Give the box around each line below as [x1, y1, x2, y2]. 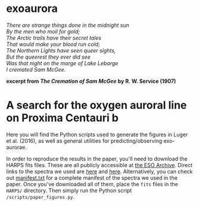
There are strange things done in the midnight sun [6, 21, 129, 29]
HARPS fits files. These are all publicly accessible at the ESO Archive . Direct [6, 161, 192, 168]
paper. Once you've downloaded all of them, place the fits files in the [6, 180, 179, 187]
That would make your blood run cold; [6, 41, 100, 48]
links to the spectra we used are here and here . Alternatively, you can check [6, 168, 193, 175]
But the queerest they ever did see [6, 53, 91, 60]
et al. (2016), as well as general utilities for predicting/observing [6, 137, 163, 144]
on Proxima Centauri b [6, 111, 119, 125]
